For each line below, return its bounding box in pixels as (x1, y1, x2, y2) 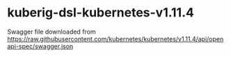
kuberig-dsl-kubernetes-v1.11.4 (7, 5, 195, 21)
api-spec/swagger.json (7, 42, 74, 50)
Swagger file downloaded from (7, 27, 96, 36)
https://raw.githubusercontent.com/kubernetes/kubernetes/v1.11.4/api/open (7, 34, 224, 43)
